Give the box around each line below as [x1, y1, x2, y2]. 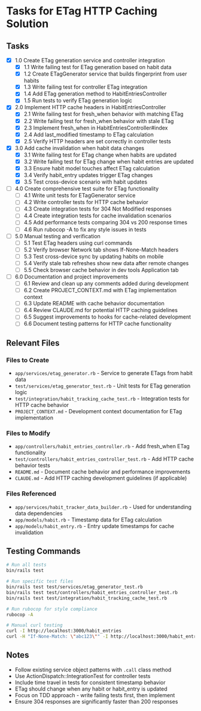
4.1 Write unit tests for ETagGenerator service [23, 192, 136, 199]
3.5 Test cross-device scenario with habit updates [23, 178, 148, 185]
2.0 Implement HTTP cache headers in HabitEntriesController [14, 104, 166, 111]
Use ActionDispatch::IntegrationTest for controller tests [14, 672, 151, 679]
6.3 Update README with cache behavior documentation [23, 300, 165, 307]
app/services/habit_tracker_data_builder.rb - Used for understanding [14, 503, 192, 511]
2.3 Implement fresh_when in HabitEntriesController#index [23, 124, 168, 131]
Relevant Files [6, 338, 60, 348]
